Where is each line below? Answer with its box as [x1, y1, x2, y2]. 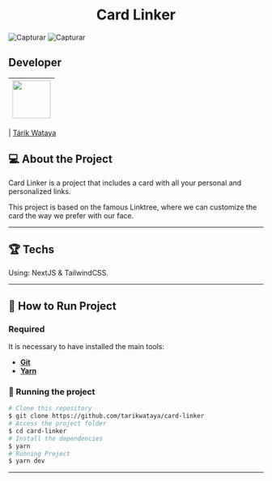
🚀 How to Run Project [8, 299, 117, 313]
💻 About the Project [8, 152, 113, 167]
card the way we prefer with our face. [8, 210, 134, 220]
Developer [8, 56, 62, 70]
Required [8, 323, 45, 335]
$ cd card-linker [8, 427, 67, 435]
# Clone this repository [8, 404, 92, 413]
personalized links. [8, 186, 71, 196]
